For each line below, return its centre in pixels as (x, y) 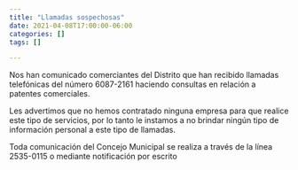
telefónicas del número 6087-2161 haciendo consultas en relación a (133, 84)
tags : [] (25, 42)
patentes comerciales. (50, 94)
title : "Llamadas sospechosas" (67, 17)
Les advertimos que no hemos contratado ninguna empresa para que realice (149, 111)
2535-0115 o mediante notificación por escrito (93, 157)
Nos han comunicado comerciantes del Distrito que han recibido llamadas (144, 75)
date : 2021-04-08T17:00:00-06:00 (71, 26)
